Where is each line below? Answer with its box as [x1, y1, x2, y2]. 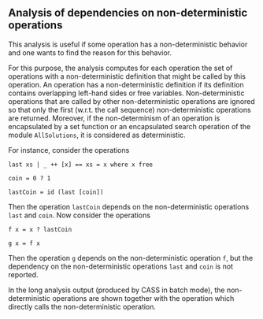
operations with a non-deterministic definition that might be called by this [8, 71, 246, 81]
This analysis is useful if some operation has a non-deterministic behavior [8, 39, 248, 49]
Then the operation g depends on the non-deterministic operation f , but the [8, 253, 254, 262]
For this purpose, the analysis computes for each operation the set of [8, 63, 233, 72]
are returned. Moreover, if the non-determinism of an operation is [8, 113, 220, 123]
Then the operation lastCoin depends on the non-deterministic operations [8, 202, 250, 211]
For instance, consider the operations [8, 145, 130, 154]
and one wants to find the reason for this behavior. [8, 47, 172, 57]
